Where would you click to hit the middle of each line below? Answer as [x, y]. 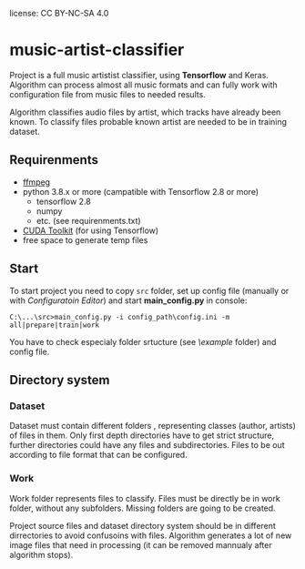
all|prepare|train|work [55, 325]
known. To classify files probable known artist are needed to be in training [148, 121]
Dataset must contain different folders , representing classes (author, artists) [152, 426]
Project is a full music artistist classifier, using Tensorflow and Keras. [139, 75]
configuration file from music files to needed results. [108, 94]
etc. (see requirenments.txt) [88, 220]
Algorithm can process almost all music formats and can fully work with [143, 85]
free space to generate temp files [85, 239]
